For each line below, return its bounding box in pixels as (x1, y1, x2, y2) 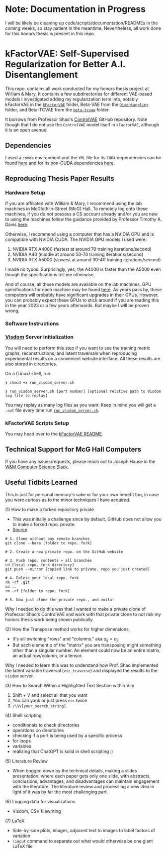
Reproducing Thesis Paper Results (5, 174, 114, 183)
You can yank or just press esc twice (12, 698, 87, 704)
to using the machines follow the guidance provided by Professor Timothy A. (5, 216, 162, 222)
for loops (12, 738, 31, 744)
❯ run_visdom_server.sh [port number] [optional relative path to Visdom (5, 389, 162, 394)
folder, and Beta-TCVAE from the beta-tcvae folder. (5, 107, 110, 112)
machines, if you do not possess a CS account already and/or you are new (5, 211, 158, 217)
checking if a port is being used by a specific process (12, 733, 123, 739)
